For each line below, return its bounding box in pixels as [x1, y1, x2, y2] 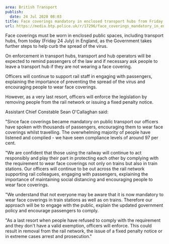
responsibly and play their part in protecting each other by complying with [5, 155, 159, 161]
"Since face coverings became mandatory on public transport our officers [5, 119, 158, 125]
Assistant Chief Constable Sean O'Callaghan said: [5, 109, 109, 115]
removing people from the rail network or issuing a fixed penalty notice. [5, 99, 153, 105]
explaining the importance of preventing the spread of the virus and [5, 78, 145, 85]
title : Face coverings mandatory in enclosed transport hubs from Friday [5, 19, 163, 24]
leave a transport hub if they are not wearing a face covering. [5, 63, 132, 70]
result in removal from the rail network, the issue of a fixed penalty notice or [5, 228, 162, 234]
